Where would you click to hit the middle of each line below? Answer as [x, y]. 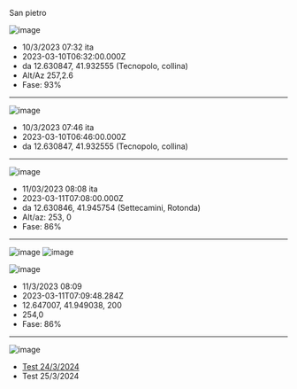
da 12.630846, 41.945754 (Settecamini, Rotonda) [111, 208]
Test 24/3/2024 [50, 366]
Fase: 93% [42, 85]
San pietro [28, 13]
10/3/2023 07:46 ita [58, 127]
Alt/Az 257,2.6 [47, 75]
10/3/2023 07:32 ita [58, 47]
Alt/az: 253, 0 [47, 217]
